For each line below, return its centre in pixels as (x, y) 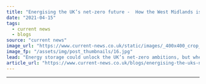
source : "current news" (37, 40)
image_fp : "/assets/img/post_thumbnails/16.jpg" (70, 52)
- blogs (22, 35)
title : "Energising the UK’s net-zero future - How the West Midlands (100, 12)
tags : (13, 23)
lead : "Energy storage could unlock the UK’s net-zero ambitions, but (98, 57)
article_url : (23, 63)
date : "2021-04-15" (31, 18)
